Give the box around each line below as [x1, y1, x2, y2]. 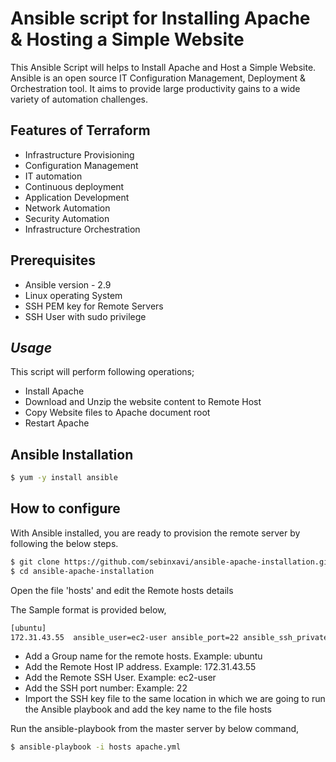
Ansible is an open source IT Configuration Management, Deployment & [10, 72, 306, 84]
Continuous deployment [24, 180, 125, 192]
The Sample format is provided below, [10, 603, 167, 616]
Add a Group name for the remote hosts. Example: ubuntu [24, 650, 263, 662]
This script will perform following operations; [10, 366, 195, 378]
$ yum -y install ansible [10, 473, 118, 483]
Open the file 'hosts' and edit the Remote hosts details [10, 584, 234, 596]
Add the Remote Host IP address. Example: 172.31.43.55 [24, 661, 257, 673]
